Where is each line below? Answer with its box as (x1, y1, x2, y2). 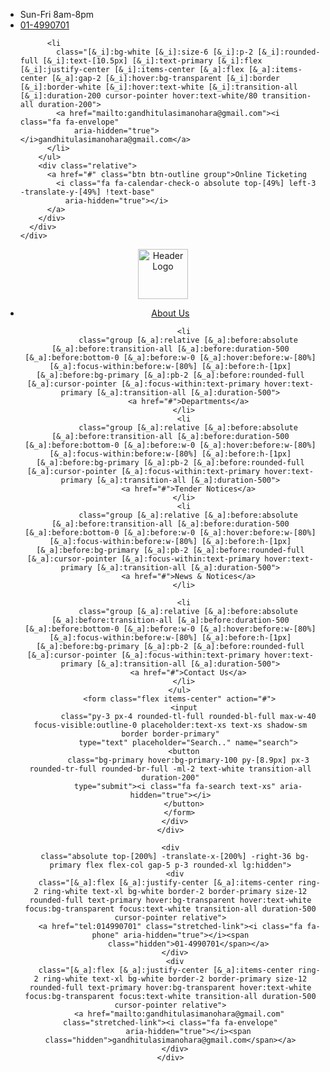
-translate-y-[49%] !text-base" (19, 187, 155, 197)
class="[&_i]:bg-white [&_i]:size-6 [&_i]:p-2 (56, 47, 254, 57)
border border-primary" (121, 729, 220, 739)
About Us (151, 307, 190, 319)
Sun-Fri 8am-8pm (19, 9, 95, 20)
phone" (91, 930, 120, 940)
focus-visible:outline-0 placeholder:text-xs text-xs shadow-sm (33, 720, 308, 730)
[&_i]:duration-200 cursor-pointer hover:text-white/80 (19, 91, 258, 101)
